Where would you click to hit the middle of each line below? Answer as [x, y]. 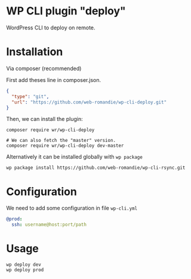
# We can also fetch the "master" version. [61, 141]
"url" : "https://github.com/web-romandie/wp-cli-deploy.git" [89, 102]
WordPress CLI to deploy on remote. [51, 28]
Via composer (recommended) [44, 68]
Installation [35, 52]
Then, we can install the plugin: [44, 119]
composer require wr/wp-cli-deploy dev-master [65, 146]
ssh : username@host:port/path [49, 225]
